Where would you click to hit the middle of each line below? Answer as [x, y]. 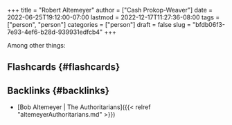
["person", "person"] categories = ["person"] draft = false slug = [99, 25]
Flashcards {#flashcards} [63, 67]
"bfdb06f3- [209, 25]
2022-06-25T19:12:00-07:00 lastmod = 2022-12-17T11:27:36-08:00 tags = [114, 17]
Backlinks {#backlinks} [58, 90]
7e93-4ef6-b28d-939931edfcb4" [55, 32]
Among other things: [36, 45]
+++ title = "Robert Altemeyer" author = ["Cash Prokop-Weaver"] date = [110, 10]
